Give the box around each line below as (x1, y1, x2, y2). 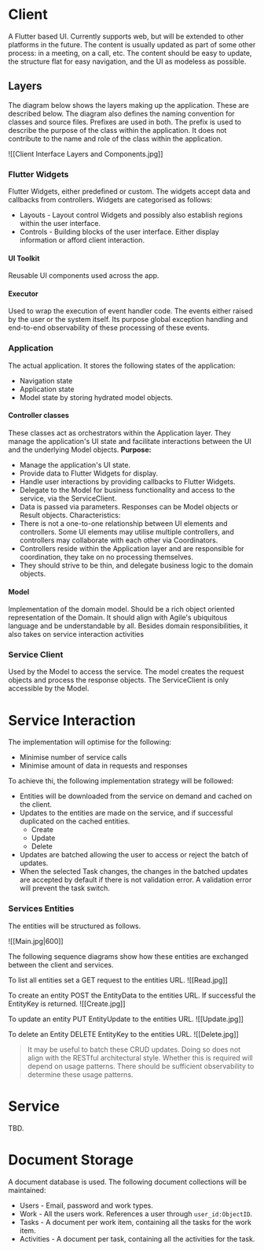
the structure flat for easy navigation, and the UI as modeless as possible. (8, 57, 247, 66)
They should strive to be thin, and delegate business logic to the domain (19, 561, 254, 570)
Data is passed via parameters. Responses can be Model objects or (19, 502, 238, 511)
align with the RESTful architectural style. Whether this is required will (27, 1053, 253, 1062)
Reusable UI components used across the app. (8, 271, 159, 280)
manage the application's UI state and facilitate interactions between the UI (8, 436, 251, 446)
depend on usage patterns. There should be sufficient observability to (27, 1061, 255, 1071)
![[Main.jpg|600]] (8, 936, 64, 946)
